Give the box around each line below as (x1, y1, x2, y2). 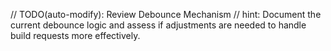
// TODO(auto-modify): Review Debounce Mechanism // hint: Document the (10, 9, 322, 20)
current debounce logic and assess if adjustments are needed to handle (10, 19, 307, 31)
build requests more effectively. (10, 30, 141, 41)
